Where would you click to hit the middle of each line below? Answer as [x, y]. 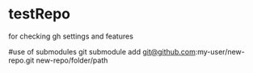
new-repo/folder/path [72, 60]
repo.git [21, 60]
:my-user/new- [220, 51]
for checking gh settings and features [71, 36]
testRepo [40, 14]
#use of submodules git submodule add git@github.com [102, 51]
